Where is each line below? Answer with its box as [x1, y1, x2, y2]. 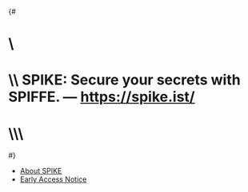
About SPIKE [19, 167, 62, 176]
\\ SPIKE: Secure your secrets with [8, 71, 242, 89]
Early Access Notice [19, 174, 87, 184]
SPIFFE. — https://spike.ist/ [8, 88, 195, 106]
